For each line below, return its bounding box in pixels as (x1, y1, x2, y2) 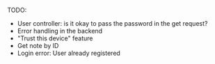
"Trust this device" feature (17, 34, 93, 42)
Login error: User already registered (17, 49, 120, 57)
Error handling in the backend (17, 27, 103, 35)
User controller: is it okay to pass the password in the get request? (17, 19, 208, 27)
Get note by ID (17, 42, 59, 49)
